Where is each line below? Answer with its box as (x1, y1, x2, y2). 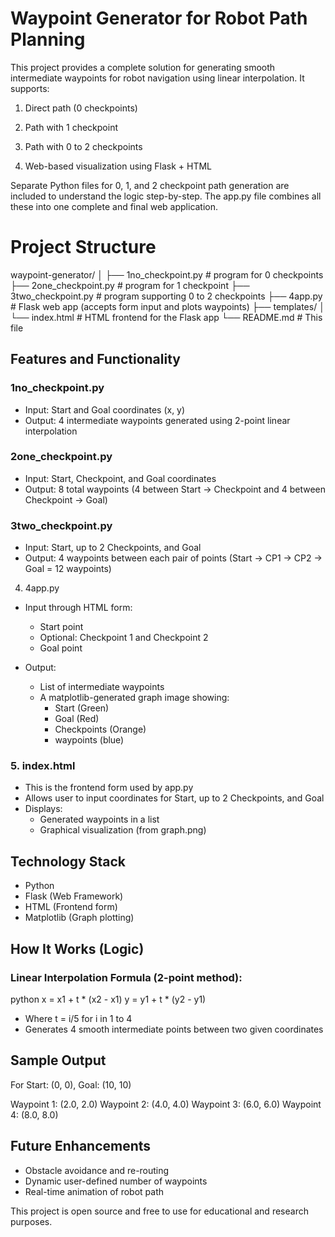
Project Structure (10, 236, 157, 259)
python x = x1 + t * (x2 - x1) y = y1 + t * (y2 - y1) (10, 993, 207, 1005)
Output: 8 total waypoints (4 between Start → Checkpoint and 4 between (24, 483, 326, 495)
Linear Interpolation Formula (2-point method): (10, 970, 243, 984)
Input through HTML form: (24, 602, 133, 614)
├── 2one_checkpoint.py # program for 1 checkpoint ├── (10, 279, 250, 291)
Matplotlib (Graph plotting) (24, 912, 135, 924)
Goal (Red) (54, 713, 100, 725)
